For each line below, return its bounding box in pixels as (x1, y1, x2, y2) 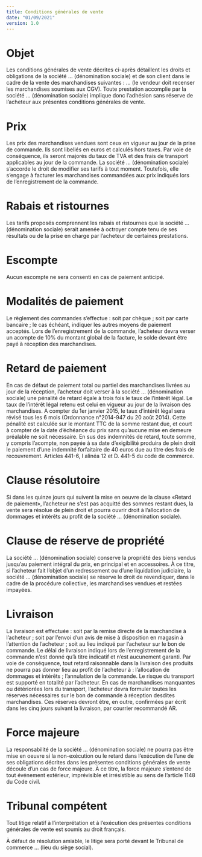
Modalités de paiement (6, 295, 124, 309)
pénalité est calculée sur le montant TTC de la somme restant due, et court (6, 420, 192, 427)
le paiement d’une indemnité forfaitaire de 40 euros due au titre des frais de (6, 446, 195, 453)
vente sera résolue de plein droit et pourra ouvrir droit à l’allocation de (6, 506, 180, 513)
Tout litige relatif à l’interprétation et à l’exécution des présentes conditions (6, 819, 192, 826)
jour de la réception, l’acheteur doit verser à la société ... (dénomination (6, 388, 183, 395)
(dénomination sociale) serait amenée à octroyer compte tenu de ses (6, 226, 177, 233)
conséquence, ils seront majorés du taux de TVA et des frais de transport (6, 153, 188, 160)
